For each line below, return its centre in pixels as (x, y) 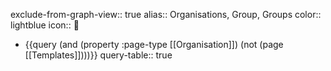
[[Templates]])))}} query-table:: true (98, 55)
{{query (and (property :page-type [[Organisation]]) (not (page (154, 44)
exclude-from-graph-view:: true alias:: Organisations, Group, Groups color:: (166, 14)
